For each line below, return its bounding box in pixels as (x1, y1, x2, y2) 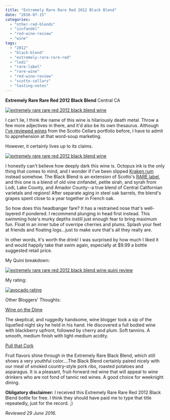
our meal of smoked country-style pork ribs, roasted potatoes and (5, 363, 144, 369)
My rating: (5, 277, 27, 283)
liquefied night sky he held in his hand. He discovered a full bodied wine (5, 322, 156, 328)
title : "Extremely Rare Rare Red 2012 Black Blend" (5, 7, 117, 13)
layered (5, 210, 21, 216)
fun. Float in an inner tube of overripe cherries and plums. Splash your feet (5, 221, 161, 227)
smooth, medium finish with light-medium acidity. (5, 332, 109, 339)
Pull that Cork (5, 342, 34, 349)
